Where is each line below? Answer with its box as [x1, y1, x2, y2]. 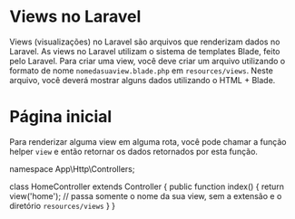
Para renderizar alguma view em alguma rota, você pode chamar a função [9, 136, 287, 147]
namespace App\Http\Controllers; [9, 163, 135, 174]
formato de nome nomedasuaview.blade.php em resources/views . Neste [9, 65, 274, 76]
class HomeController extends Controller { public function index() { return [9, 181, 284, 192]
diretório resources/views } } [9, 200, 116, 211]
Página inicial [9, 107, 113, 128]
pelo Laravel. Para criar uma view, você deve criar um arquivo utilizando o [9, 55, 286, 66]
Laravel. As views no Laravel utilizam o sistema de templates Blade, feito [9, 45, 280, 56]
